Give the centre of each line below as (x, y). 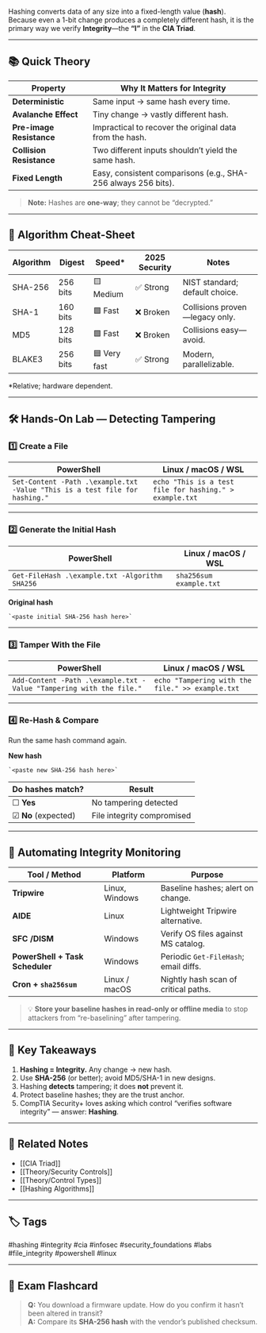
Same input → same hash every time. (161, 101)
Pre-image (33, 127)
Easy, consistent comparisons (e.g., (159, 172)
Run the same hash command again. (68, 740)
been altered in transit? (65, 1313)
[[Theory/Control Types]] (61, 1180)
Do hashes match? (48, 790)
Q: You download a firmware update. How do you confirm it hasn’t (135, 1305)
